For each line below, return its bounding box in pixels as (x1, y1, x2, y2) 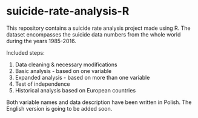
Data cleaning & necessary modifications (15, 61, 117, 68)
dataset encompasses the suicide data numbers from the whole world (6, 30, 181, 38)
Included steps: (6, 49, 45, 56)
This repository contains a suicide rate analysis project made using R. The (6, 24, 191, 32)
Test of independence (15, 80, 70, 88)
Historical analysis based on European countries (15, 86, 136, 94)
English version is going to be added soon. (6, 105, 113, 112)
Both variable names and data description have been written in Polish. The (6, 99, 192, 106)
